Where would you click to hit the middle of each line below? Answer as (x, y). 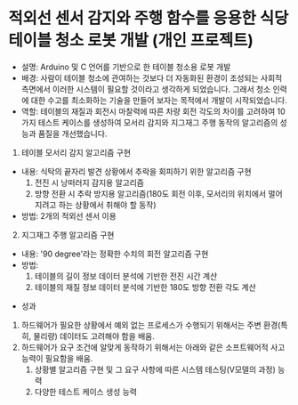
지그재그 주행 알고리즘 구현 (68, 235)
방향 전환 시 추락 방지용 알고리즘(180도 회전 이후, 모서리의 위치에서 (150, 193)
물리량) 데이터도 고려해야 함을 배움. (94, 336)
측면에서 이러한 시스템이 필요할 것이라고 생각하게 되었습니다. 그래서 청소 (146, 89)
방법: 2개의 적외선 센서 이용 (68, 215)
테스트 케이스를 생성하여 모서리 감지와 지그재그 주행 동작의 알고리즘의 (158, 122)
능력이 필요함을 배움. (57, 358)
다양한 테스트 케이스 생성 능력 (85, 392)
